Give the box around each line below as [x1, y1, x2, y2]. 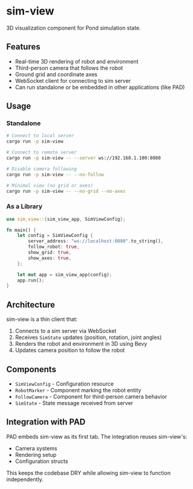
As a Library [6, 202, 43, 211]
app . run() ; [17, 277, 45, 283]
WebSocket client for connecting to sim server [15, 77, 131, 84]
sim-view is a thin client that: [6, 316, 78, 323]
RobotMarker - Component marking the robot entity [15, 386, 142, 393]
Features [6, 42, 41, 52]
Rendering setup [15, 451, 57, 458]
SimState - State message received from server [15, 399, 134, 406]
